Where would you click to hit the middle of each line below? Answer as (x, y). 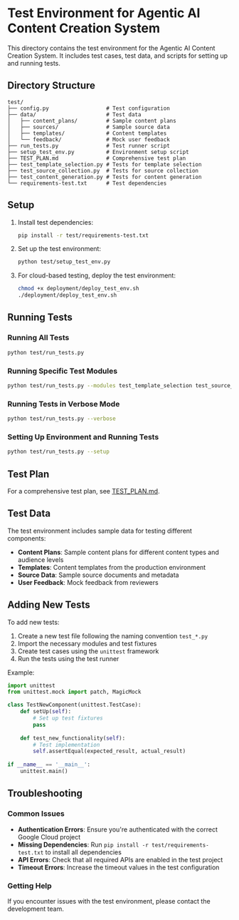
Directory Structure (52, 86)
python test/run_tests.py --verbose (62, 419)
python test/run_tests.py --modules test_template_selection (100, 385)
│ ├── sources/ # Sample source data (89, 127)
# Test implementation (67, 745)
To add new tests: (33, 622)
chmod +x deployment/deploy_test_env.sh (78, 289)
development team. (36, 909)
